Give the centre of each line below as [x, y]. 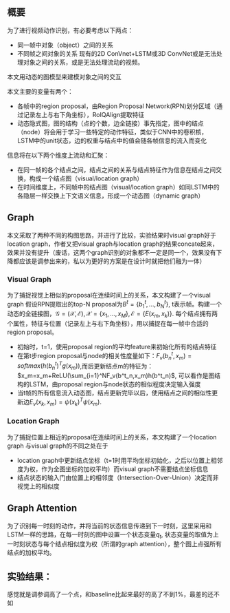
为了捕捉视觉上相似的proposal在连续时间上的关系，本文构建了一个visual [109, 295]
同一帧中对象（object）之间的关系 [65, 45]
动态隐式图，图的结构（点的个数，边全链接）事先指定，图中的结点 [110, 123]
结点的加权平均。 [31, 552]
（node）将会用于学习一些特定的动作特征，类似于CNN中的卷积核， [112, 132]
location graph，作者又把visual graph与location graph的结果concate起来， [113, 244]
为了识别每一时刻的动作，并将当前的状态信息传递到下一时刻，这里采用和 [109, 526]
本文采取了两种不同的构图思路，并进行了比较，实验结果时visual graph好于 [112, 235]
